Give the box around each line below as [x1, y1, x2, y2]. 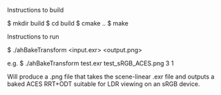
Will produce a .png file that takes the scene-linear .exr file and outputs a [7, 72, 215, 81]
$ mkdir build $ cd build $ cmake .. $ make [7, 19, 129, 27]
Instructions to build [7, 6, 64, 14]
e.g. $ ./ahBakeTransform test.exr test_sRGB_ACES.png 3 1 [7, 59, 174, 67]
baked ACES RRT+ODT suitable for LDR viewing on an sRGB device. [7, 80, 200, 88]
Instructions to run [7, 32, 60, 41]
